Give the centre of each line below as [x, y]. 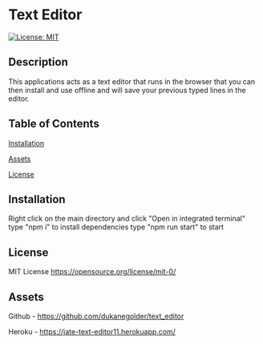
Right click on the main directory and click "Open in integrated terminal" [127, 219]
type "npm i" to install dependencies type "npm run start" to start [116, 227]
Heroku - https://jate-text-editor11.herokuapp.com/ [92, 332]
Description [38, 62]
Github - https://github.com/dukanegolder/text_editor [96, 316]
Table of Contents [54, 124]
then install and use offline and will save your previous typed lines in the [127, 90]
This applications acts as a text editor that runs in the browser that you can [131, 81]
